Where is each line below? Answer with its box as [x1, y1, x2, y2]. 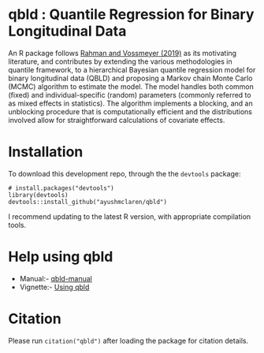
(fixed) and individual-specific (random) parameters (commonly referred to [8, 90, 251, 99]
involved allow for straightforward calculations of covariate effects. [8, 115, 225, 124]
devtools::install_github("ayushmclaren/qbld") [8, 198, 168, 206]
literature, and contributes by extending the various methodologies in [8, 57, 232, 66]
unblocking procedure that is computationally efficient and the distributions [8, 106, 252, 116]
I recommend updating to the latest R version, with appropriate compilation [8, 211, 251, 221]
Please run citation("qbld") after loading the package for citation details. [8, 336, 249, 345]
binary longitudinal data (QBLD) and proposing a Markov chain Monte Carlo [8, 73, 253, 83]
